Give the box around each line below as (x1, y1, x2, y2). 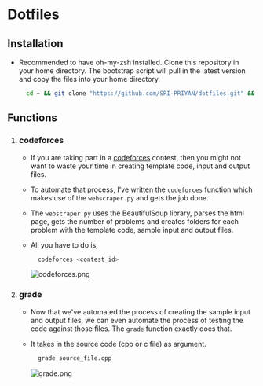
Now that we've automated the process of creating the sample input (30, 307, 251, 316)
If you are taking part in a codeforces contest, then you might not (30, 153, 241, 162)
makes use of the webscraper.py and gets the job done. (30, 193, 209, 202)
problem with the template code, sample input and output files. (30, 225, 234, 234)
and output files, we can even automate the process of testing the (30, 315, 244, 325)
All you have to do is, (30, 240, 99, 249)
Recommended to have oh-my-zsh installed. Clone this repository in (18, 57, 239, 67)
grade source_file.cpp (37, 354, 112, 362)
